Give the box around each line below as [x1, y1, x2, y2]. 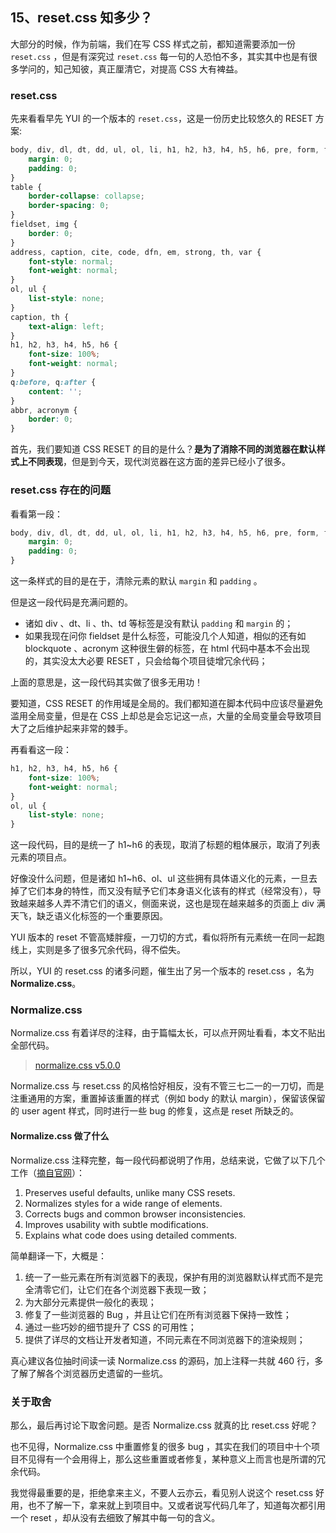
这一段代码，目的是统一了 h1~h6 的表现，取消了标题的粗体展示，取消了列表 [10, 839, 321, 851]
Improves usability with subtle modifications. [24, 1218, 209, 1230]
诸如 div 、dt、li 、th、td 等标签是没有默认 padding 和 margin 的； [24, 618, 294, 630]
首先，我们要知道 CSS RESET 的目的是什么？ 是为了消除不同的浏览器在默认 [10, 443, 317, 455]
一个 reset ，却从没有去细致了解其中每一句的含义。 [10, 1511, 221, 1523]
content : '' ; [28, 386, 83, 397]
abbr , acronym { [10, 405, 78, 415]
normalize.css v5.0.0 [34, 1059, 121, 1072]
